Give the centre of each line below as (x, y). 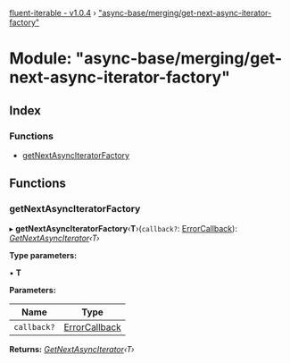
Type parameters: (43, 255)
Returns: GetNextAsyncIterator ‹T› (72, 349)
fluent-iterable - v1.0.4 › (53, 13)
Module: (41, 59)
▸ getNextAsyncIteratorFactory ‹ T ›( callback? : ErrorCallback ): (124, 228)
